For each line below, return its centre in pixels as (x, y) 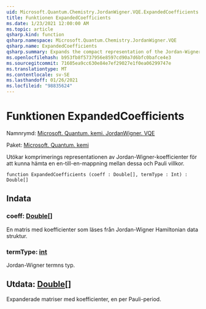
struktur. (17, 236)
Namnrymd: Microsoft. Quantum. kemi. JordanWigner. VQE (81, 133)
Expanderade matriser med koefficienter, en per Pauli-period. (84, 299)
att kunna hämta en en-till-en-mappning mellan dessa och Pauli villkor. (96, 163)
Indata (19, 199)
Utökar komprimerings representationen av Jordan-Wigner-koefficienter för (102, 157)
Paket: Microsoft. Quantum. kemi (48, 145)
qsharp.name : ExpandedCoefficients (52, 47)
